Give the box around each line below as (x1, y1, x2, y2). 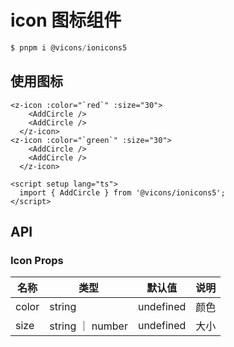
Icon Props (10, 253, 64, 267)
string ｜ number (49, 319, 128, 333)
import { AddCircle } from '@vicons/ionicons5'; (19, 187, 226, 198)
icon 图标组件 (10, 9, 122, 32)
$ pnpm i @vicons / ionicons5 (10, 42, 128, 53)
